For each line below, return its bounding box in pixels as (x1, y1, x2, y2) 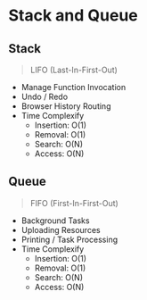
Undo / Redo (20, 91, 69, 102)
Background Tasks (20, 215, 90, 226)
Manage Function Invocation (20, 82, 127, 92)
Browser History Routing (20, 101, 111, 112)
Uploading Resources (20, 224, 101, 235)
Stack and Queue (8, 5, 139, 26)
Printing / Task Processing (20, 234, 118, 245)
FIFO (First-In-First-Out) (29, 197, 119, 208)
